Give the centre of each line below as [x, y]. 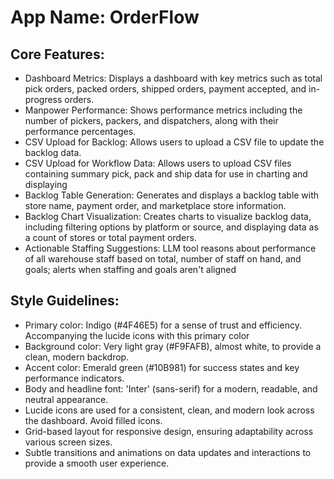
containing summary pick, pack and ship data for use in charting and [166, 174]
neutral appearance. [66, 399]
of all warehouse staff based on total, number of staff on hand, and [163, 259]
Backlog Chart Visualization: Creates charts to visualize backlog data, [168, 216]
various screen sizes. [68, 442]
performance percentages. [80, 131]
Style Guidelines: [65, 301]
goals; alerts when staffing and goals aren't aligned [130, 269]
